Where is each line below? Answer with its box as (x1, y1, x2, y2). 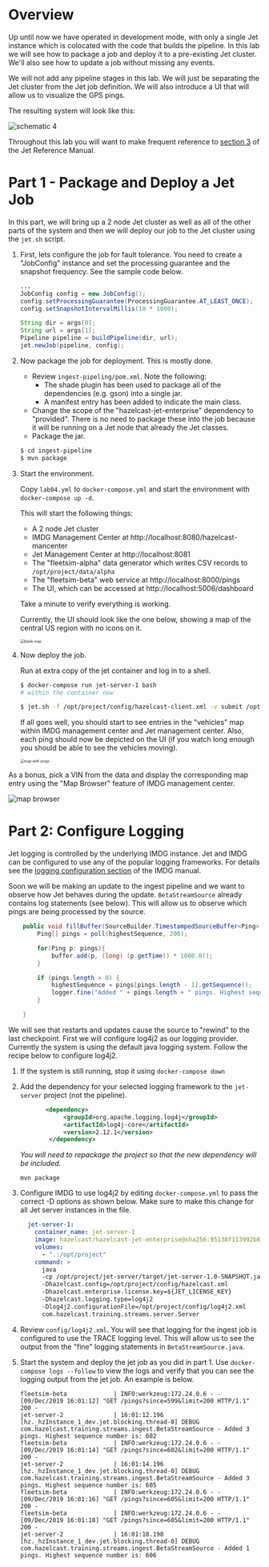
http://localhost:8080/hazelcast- (130, 532, 238, 542)
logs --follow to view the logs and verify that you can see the (49, 1366, 255, 1375)
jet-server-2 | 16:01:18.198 (19, 1530, 164, 1538)
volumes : (34, 1243, 64, 1251)
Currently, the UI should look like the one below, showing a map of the (19, 614, 251, 624)
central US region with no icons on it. (19, 623, 143, 633)
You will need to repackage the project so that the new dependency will (19, 1150, 257, 1160)
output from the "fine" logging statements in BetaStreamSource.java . (19, 1342, 246, 1351)
